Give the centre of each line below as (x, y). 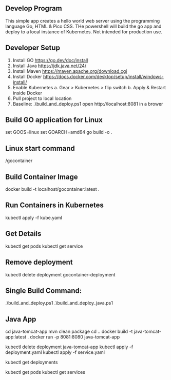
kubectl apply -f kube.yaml (34, 217)
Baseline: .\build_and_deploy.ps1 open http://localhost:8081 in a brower (88, 104)
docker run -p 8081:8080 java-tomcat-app (75, 337)
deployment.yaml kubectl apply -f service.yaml (55, 352)
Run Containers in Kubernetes (54, 205)
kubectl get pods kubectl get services (45, 372)
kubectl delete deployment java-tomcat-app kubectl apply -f (69, 347)
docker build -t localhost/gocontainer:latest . (52, 189)
